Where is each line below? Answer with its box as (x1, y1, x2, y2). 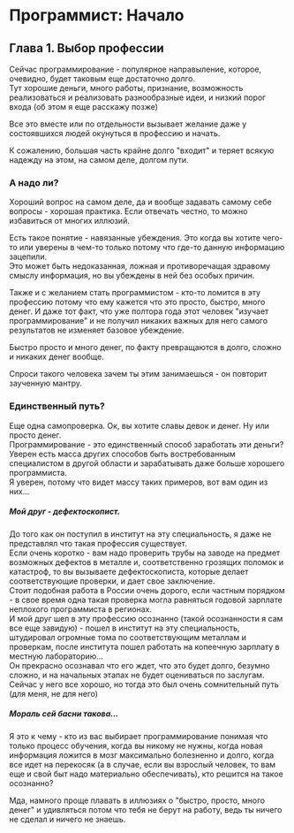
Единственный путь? (9, 400, 106, 412)
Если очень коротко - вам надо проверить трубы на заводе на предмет (9, 547, 281, 558)
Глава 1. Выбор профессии (9, 41, 165, 56)
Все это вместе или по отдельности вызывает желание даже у (9, 118, 247, 129)
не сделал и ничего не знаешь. (9, 814, 126, 824)
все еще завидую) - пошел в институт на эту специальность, (9, 623, 240, 633)
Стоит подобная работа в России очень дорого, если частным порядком (9, 585, 285, 595)
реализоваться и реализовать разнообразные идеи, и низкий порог (9, 92, 267, 103)
